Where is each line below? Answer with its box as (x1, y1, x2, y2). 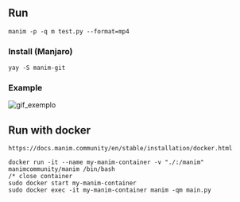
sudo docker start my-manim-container (8, 179, 137, 188)
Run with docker (8, 123, 91, 137)
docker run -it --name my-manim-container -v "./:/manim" (8, 158, 204, 166)
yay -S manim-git (8, 64, 66, 72)
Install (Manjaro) (8, 45, 73, 56)
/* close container (8, 173, 73, 181)
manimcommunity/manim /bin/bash (8, 165, 115, 173)
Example (8, 83, 43, 94)
